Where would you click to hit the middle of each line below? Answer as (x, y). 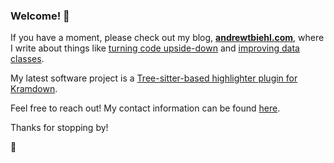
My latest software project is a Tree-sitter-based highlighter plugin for (154, 78)
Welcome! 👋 (40, 16)
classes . (27, 59)
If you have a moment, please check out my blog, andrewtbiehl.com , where (167, 38)
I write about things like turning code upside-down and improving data (155, 48)
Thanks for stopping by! (59, 128)
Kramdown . (34, 89)
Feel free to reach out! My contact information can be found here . (145, 108)
